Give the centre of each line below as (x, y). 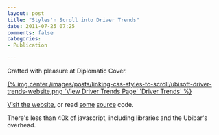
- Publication (27, 45)
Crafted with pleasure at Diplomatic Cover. (67, 71)
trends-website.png (35, 91)
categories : (24, 39)
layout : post (26, 13)
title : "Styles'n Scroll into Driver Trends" (73, 20)
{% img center (27, 84)
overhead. (22, 125)
